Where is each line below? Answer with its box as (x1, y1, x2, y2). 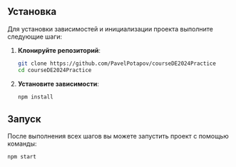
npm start (7, 153, 37, 161)
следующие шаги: (7, 32, 63, 41)
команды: (7, 139, 37, 148)
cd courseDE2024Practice (17, 66, 92, 74)
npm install (17, 93, 53, 101)
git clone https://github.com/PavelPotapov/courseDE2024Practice (17, 60, 216, 67)
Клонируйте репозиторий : (17, 46, 101, 54)
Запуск (7, 113, 41, 125)
